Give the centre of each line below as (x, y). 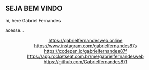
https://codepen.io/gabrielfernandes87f (85, 51)
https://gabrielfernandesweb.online (85, 40)
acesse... (15, 30)
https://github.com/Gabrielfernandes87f (85, 62)
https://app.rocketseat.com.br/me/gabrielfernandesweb (85, 56)
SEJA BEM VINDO (34, 8)
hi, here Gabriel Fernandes (33, 20)
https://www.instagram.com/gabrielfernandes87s (85, 46)
